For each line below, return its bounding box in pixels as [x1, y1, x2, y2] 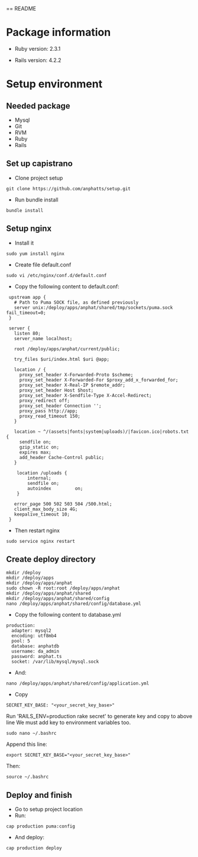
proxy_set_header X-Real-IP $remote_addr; [19, 382, 126, 388]
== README [6, 5, 37, 12]
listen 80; [14, 330, 41, 336]
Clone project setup [14, 174, 63, 181]
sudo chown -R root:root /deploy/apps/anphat [6, 585, 120, 591]
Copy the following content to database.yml [14, 611, 121, 618]
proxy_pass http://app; [19, 408, 78, 414]
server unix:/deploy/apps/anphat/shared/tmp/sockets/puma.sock [14, 304, 173, 311]
